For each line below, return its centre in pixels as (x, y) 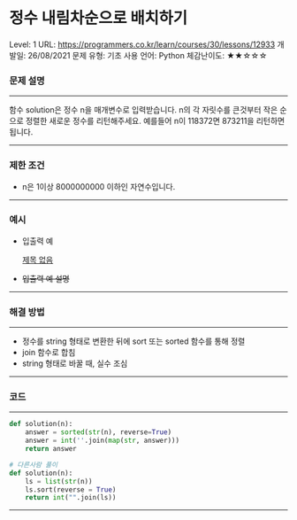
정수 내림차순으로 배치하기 (99, 18)
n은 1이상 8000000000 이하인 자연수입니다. (99, 186)
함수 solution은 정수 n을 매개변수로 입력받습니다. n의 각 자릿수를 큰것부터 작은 (144, 110)
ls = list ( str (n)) (59, 481)
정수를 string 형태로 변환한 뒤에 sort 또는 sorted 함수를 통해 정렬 (133, 341)
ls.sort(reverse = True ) (71, 489)
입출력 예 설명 (46, 278)
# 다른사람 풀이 (34, 465)
